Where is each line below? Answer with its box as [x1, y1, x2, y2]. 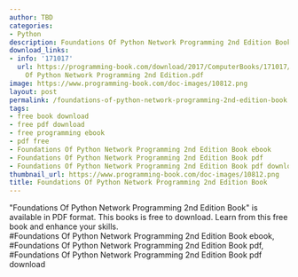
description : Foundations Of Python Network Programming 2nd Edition [9, 37, 272, 47]
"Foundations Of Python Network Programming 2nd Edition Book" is [9, 202, 259, 213]
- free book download [9, 112, 90, 121]
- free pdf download [9, 121, 86, 130]
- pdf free [9, 137, 50, 146]
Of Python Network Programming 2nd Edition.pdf [25, 71, 204, 80]
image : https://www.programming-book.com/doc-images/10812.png [9, 79, 248, 88]
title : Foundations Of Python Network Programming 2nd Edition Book [9, 178, 268, 187]
